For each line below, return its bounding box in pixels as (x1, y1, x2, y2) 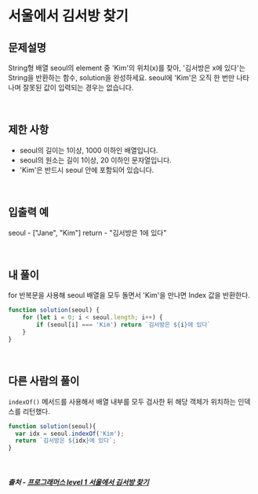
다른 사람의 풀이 (8, 375, 80, 388)
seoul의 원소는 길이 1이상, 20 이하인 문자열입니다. (19, 155, 173, 165)
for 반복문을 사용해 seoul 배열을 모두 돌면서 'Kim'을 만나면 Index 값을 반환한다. (8, 291, 251, 300)
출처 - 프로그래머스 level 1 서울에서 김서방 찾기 (8, 477, 149, 487)
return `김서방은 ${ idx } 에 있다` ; (15, 437, 116, 445)
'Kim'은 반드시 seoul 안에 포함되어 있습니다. (19, 165, 154, 174)
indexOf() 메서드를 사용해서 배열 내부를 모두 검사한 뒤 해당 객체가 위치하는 (8, 397, 237, 406)
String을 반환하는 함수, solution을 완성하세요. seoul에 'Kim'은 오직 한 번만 (8, 73, 235, 82)
